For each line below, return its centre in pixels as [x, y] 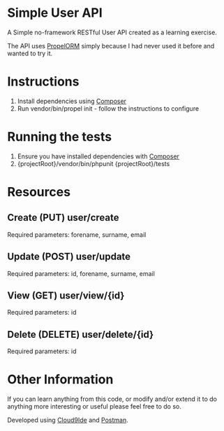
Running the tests [60, 137]
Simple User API [55, 13]
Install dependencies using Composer [72, 101]
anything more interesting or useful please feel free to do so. [94, 406]
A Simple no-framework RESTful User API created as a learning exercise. [112, 32]
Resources [39, 192]
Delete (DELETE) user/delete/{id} [81, 334]
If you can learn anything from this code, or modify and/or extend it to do [112, 399]
